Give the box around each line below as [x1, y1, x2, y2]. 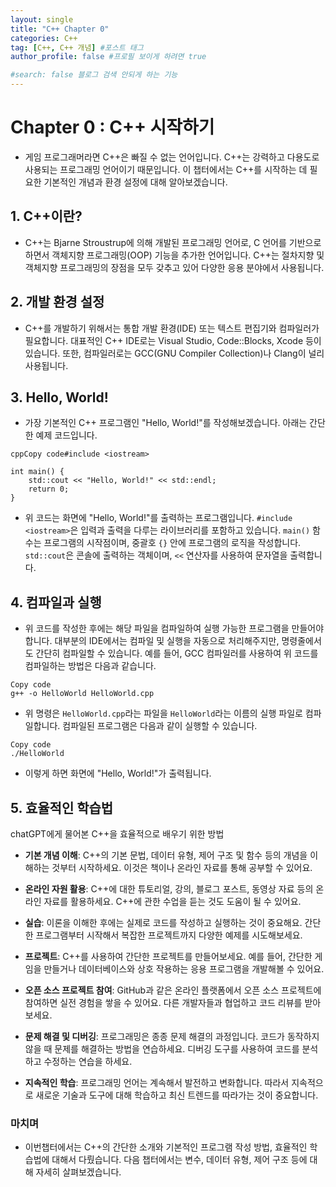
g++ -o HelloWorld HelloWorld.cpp [10, 689, 155, 699]
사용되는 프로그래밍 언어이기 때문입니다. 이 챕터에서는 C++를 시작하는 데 [24, 163, 308, 175]
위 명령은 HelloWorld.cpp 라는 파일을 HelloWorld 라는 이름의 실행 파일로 [24, 707, 303, 720]
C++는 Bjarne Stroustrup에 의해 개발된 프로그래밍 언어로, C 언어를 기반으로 [24, 236, 322, 248]
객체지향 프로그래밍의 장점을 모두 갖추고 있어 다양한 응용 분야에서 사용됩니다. [24, 261, 325, 273]
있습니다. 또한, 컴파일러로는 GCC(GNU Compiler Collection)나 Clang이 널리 [24, 347, 325, 359]
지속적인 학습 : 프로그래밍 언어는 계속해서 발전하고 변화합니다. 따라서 [24, 1077, 290, 1088]
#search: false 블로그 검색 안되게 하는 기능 [10, 70, 178, 80]
